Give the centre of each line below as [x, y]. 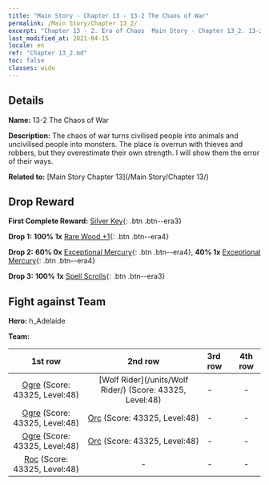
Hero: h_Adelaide [37, 321]
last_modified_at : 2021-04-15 [59, 38]
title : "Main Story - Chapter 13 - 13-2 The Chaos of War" [109, 16]
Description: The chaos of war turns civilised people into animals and [123, 135]
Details [26, 101]
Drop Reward [41, 202]
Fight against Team [57, 302]
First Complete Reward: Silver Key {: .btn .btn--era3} [95, 221]
